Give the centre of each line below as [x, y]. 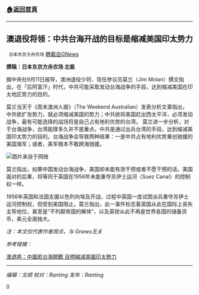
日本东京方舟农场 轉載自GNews [44, 54]
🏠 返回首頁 [22, 9]
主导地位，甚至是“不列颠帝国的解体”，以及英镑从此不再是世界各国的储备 [94, 211]
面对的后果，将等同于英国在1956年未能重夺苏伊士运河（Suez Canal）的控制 [98, 177]
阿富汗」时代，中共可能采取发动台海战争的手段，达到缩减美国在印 [112, 87]
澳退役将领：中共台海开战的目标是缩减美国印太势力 [99, 39]
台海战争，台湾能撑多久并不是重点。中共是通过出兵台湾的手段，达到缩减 [99, 129]
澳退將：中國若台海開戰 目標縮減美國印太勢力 [61, 257]
